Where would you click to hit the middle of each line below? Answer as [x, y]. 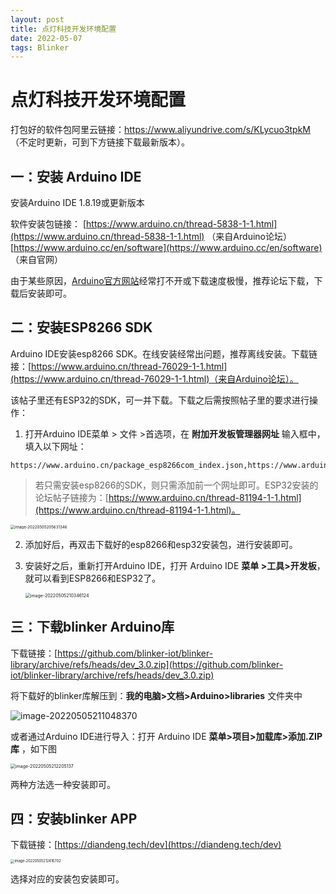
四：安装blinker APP [74, 819]
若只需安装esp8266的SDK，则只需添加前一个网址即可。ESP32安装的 [176, 485]
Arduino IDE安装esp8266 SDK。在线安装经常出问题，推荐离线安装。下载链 [164, 353]
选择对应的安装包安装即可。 [67, 878]
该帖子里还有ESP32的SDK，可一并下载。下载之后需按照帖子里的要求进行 [160, 400]
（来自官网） [36, 259]
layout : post [37, 19]
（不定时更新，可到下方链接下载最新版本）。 [100, 142]
